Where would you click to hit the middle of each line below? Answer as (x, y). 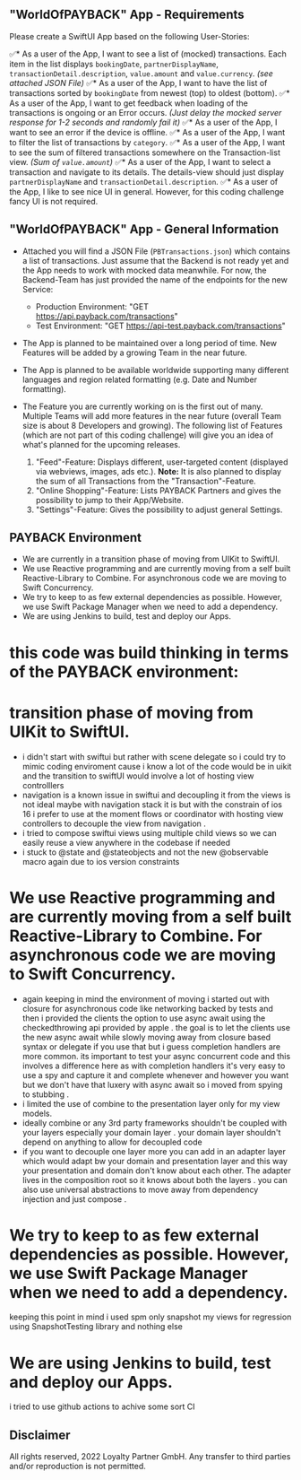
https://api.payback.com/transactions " (107, 316)
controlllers (43, 785)
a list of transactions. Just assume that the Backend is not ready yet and (155, 260)
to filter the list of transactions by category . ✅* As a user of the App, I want (147, 142)
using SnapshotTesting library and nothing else (96, 1327)
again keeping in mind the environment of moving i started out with (146, 998)
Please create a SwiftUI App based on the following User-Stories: (129, 36)
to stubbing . (46, 1094)
